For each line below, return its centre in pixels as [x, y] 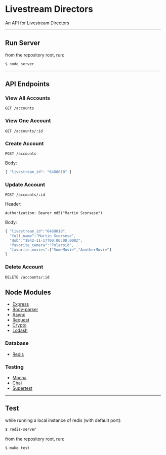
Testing [14, 367]
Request [21, 320]
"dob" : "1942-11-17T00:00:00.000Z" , [46, 240]
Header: [13, 204]
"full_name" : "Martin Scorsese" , [43, 236]
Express [21, 304]
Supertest [22, 388]
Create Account [24, 143]
